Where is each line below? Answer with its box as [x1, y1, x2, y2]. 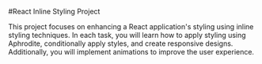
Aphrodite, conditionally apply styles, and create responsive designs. [8, 39, 234, 48]
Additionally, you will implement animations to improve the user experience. [8, 47, 255, 56]
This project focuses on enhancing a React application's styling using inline [8, 22, 254, 31]
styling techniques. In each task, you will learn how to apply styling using [8, 31, 247, 40]
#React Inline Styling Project [8, 7, 101, 16]
